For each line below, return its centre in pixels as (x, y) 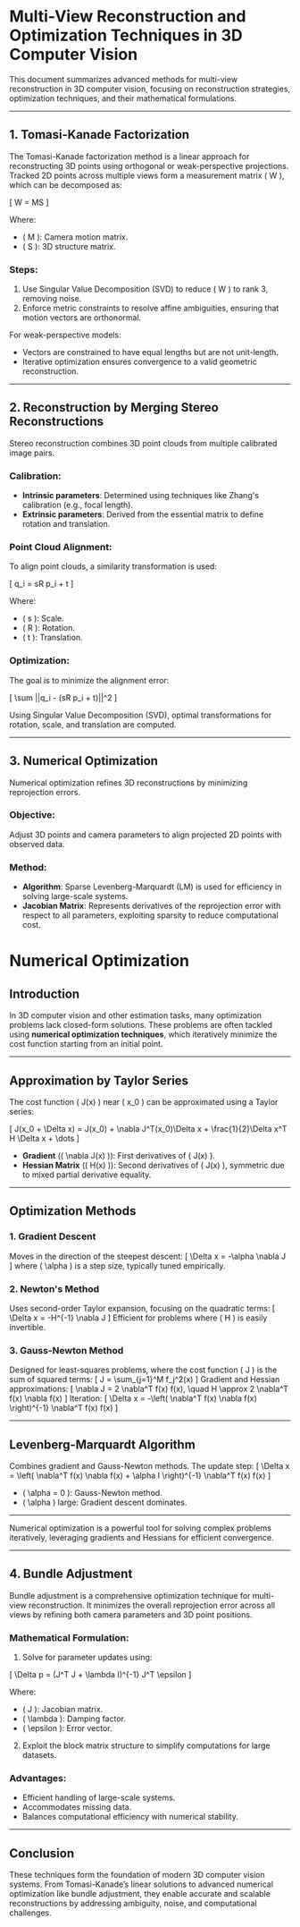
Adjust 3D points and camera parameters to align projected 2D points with (146, 835)
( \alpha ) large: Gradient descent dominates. (104, 1503)
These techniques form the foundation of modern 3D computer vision (137, 1875)
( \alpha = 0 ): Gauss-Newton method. (92, 1493)
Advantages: (38, 1778)
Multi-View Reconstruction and (128, 17)
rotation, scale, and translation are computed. (93, 724)
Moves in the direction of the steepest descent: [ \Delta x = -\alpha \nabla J (148, 1256)
